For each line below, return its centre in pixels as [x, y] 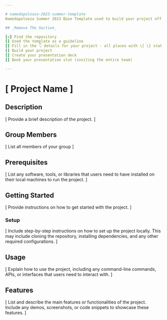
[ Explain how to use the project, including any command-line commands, [81, 269]
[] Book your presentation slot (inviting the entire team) [69, 60]
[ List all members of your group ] [39, 147]
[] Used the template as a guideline [44, 41]
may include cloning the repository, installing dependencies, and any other [82, 236]
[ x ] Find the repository [31, 37]
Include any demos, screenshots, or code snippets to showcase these [77, 307]
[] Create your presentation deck [41, 55]
